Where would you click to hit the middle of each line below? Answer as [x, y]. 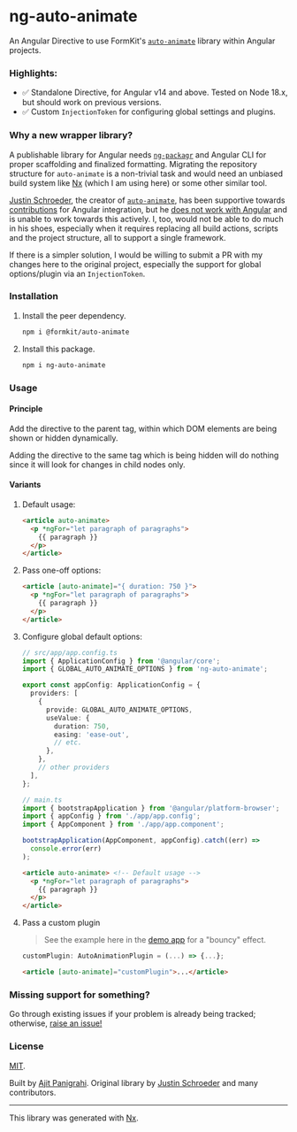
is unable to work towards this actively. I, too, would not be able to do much [147, 219]
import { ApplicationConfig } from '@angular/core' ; [121, 661]
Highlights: [34, 73]
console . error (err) [66, 849]
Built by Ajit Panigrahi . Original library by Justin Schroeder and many [133, 1082]
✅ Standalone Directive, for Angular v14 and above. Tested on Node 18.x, [155, 92]
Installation [34, 296]
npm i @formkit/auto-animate [76, 332]
